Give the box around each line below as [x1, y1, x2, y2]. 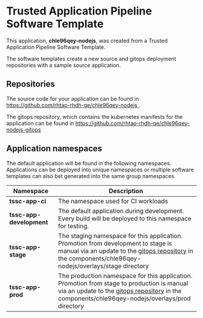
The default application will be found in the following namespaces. [6, 159, 172, 167]
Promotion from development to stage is [58, 239, 172, 247]
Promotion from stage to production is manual [58, 279, 188, 287]
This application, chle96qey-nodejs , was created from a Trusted [6, 37, 168, 44]
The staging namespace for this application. [58, 231, 183, 240]
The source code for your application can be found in [6, 95, 139, 102]
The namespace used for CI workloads [58, 197, 168, 205]
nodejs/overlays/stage [58, 261, 122, 270]
